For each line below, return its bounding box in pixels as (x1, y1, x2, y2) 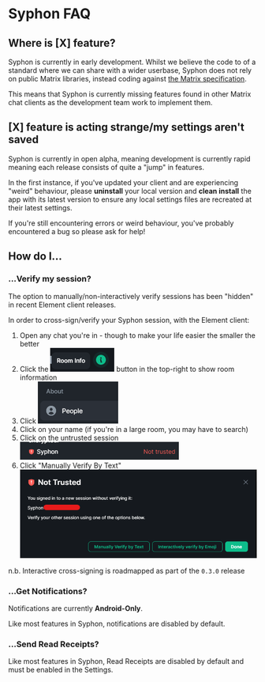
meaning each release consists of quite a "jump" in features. (8, 162, 205, 172)
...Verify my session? (8, 274, 92, 285)
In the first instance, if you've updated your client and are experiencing (8, 177, 239, 187)
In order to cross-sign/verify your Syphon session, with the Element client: (8, 315, 250, 324)
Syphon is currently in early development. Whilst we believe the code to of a (8, 57, 256, 66)
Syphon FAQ (8, 5, 91, 23)
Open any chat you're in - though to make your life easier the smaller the (19, 330, 256, 340)
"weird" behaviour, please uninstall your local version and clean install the (8, 186, 252, 195)
